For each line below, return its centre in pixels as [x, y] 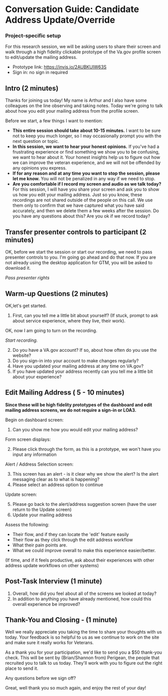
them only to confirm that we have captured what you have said [78, 205]
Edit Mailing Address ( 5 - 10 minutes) [65, 393]
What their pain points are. [40, 545]
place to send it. [22, 668]
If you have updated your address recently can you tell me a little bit [82, 371]
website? [22, 355]
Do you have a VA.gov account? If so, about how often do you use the [85, 350]
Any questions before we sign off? [41, 678]
